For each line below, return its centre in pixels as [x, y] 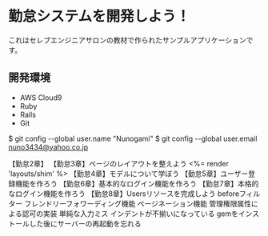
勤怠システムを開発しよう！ [99, 16]
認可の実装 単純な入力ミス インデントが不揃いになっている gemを [130, 214]
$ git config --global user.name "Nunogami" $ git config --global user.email [133, 138]
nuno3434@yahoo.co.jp [48, 147]
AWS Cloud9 [41, 98]
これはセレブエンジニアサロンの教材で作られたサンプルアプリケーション [127, 40]
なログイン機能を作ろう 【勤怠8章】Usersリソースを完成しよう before [124, 194]
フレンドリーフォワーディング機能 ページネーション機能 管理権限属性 [138, 203]
